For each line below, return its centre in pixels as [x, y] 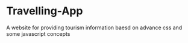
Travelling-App [45, 11]
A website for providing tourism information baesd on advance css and [94, 27]
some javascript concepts [38, 33]
